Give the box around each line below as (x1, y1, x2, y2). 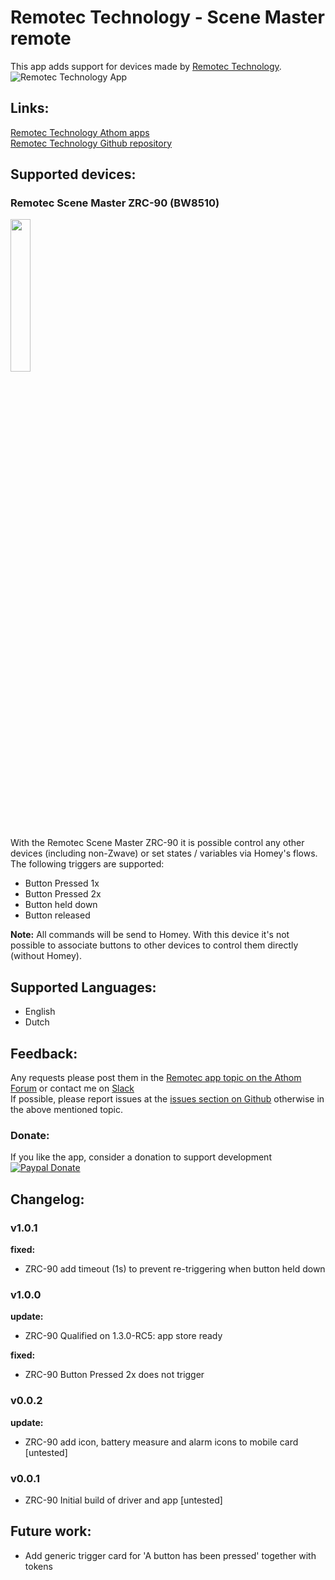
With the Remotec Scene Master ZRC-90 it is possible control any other (10, 837, 305, 849)
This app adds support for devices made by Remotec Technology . (10, 60, 282, 72)
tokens (24, 1560, 53, 1572)
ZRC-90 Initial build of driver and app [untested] (24, 1494, 223, 1506)
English (24, 1006, 56, 1018)
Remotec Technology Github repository (10, 137, 173, 149)
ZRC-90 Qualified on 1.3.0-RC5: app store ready (24, 1330, 223, 1342)
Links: (10, 100, 50, 117)
